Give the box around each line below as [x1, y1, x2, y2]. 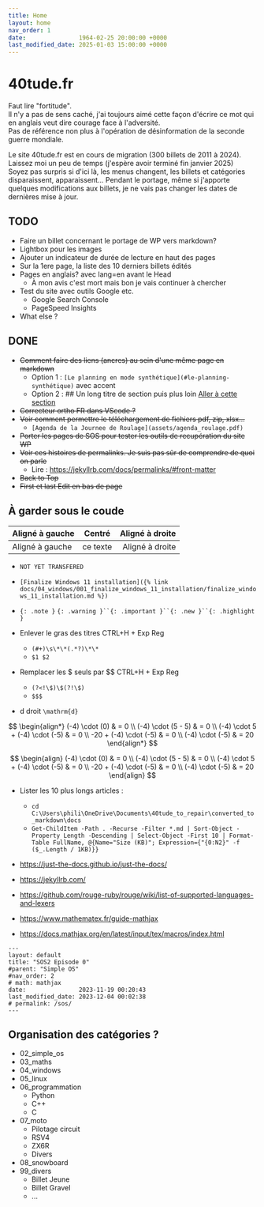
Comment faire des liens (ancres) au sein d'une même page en [19, 355, 225, 364]
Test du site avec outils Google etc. [19, 286, 134, 296]
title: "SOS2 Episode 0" [8, 958, 90, 966]
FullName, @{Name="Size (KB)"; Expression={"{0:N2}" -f [52, 839, 240, 847]
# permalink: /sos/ [8, 999, 73, 1008]
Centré [84, 527, 110, 538]
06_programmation [19, 1082, 82, 1092]
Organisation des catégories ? [8, 1028, 159, 1041]
